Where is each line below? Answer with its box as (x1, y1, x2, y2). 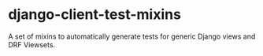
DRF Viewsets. (8, 39, 56, 49)
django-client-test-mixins (8, 6, 181, 24)
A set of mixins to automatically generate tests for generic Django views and (8, 32, 256, 41)
